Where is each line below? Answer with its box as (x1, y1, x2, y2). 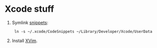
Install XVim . (11, 38, 38, 44)
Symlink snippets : (11, 20, 48, 25)
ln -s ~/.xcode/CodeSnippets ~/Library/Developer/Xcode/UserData (14, 29, 153, 34)
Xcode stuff (4, 3, 54, 15)
